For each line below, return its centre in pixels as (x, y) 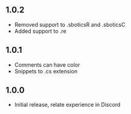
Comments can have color (47, 65)
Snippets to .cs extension (46, 71)
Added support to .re (40, 31)
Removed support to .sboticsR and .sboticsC (70, 24)
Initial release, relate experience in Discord (67, 105)
